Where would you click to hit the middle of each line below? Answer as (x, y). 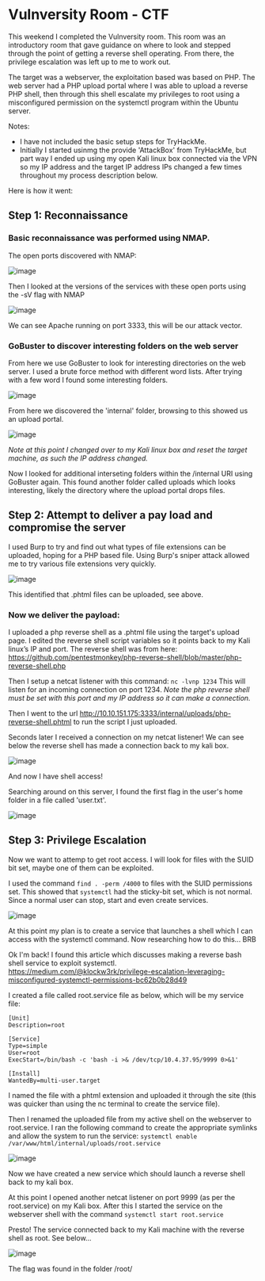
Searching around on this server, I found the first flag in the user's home (126, 792)
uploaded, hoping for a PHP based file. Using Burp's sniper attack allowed (129, 555)
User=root (25, 1053)
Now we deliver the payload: (64, 614)
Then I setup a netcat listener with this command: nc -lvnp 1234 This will (127, 681)
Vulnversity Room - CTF (89, 15)
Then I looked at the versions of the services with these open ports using (127, 286)
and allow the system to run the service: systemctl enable (103, 1136)
